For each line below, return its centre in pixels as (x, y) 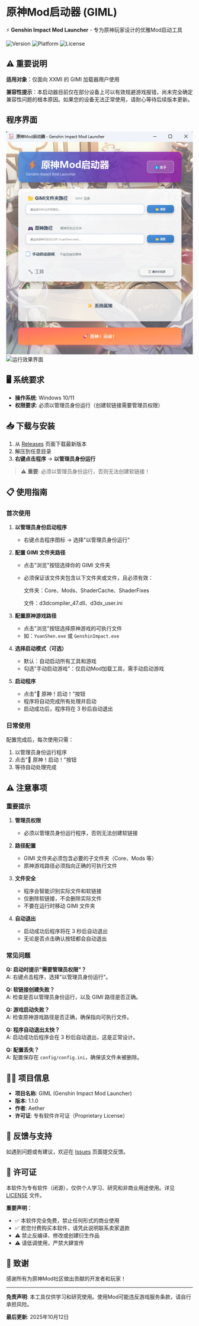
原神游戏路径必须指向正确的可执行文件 (70, 865)
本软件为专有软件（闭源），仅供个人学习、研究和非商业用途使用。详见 (90, 1187)
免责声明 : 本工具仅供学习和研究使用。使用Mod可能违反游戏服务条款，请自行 (99, 1297)
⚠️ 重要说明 (27, 64)
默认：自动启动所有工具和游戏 (60, 661)
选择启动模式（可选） (41, 648)
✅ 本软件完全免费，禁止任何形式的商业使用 (67, 1220)
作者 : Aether (30, 1108)
